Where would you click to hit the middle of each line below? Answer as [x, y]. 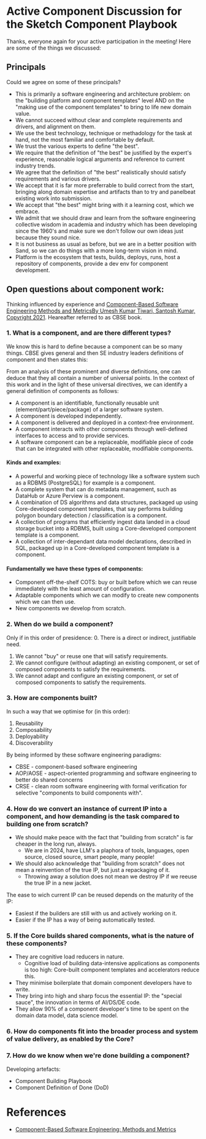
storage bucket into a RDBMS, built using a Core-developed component [106, 529]
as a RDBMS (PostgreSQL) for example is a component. [85, 483]
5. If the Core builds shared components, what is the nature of [100, 936]
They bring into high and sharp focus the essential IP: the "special [98, 996]
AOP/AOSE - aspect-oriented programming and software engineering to [106, 773]
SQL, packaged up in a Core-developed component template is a [97, 548]
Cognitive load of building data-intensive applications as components [112, 963]
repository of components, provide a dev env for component [92, 263]
